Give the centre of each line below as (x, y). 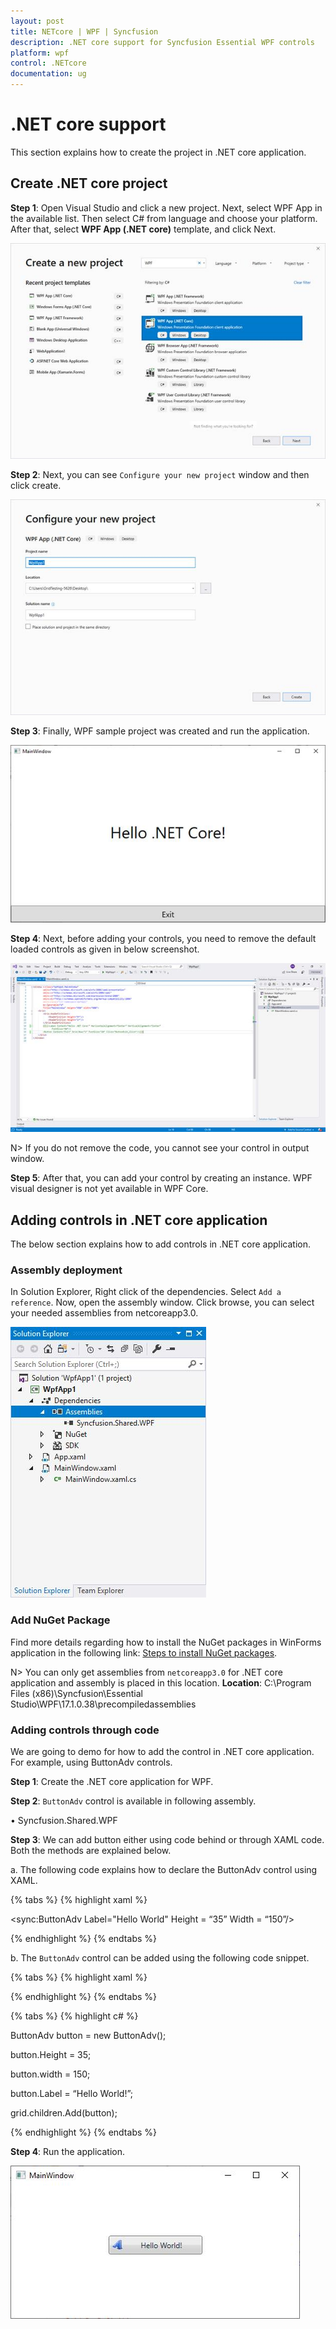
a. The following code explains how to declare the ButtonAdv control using (164, 1870)
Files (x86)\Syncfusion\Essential (76, 1693)
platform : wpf (40, 53)
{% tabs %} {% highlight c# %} (74, 2016)
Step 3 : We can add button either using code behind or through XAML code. (167, 1840)
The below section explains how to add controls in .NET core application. (160, 1244)
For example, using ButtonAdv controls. (91, 1762)
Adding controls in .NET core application (139, 1220)
